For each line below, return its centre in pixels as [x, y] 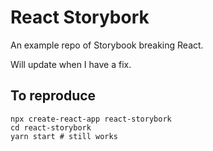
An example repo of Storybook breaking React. [107, 45]
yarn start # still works [64, 136]
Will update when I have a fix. [71, 64]
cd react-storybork [51, 127]
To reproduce [53, 96]
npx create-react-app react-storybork [91, 119]
